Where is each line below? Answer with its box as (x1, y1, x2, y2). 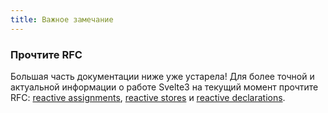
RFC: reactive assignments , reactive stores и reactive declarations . (10, 91, 286, 103)
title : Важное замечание (10, 14, 114, 25)
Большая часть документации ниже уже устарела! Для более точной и (10, 70, 315, 82)
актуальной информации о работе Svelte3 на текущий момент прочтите (10, 81, 319, 93)
